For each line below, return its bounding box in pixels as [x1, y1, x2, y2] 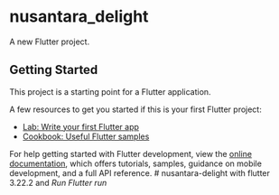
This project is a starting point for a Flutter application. [9, 86, 211, 97]
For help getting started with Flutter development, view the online [9, 148, 253, 159]
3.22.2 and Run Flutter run [9, 177, 107, 188]
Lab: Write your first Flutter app [22, 121, 140, 132]
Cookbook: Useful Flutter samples [22, 131, 150, 142]
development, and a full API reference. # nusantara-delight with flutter [9, 167, 271, 178]
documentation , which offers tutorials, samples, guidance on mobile [9, 158, 262, 169]
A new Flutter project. [9, 36, 90, 47]
